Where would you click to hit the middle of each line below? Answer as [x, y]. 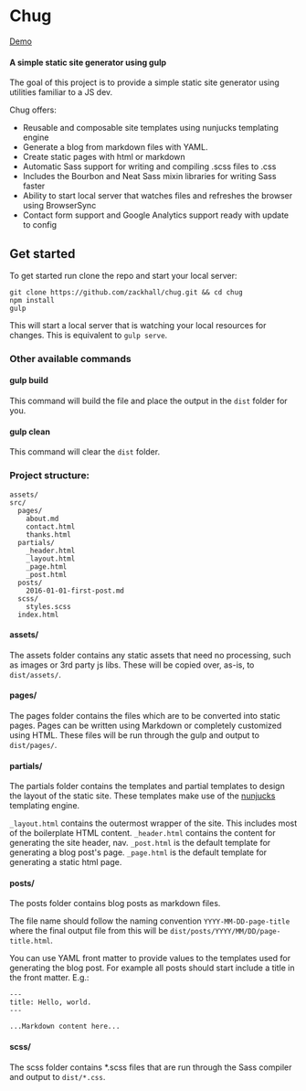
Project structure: [49, 476]
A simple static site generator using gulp [88, 62]
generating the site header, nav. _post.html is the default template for [140, 843]
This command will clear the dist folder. [85, 452]
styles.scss [48, 606]
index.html [38, 615]
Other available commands [70, 358]
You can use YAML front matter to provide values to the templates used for [150, 958]
